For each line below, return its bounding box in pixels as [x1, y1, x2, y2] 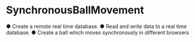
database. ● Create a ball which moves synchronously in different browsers [6, 29, 190, 36]
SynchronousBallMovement [6, 3, 144, 17]
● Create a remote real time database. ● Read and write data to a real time [6, 23, 187, 30]
